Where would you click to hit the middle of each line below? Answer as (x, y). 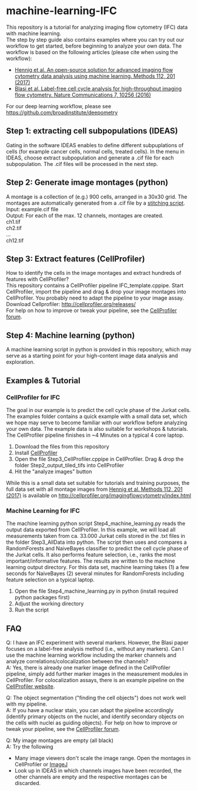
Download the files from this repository (62, 446)
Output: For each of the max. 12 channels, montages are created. (85, 215)
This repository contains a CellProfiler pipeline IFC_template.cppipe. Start (95, 285)
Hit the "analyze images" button (53, 471)
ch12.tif (15, 240)
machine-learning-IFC (62, 11)
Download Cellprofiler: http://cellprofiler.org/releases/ (71, 304)
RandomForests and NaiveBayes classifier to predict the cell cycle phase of (97, 549)
